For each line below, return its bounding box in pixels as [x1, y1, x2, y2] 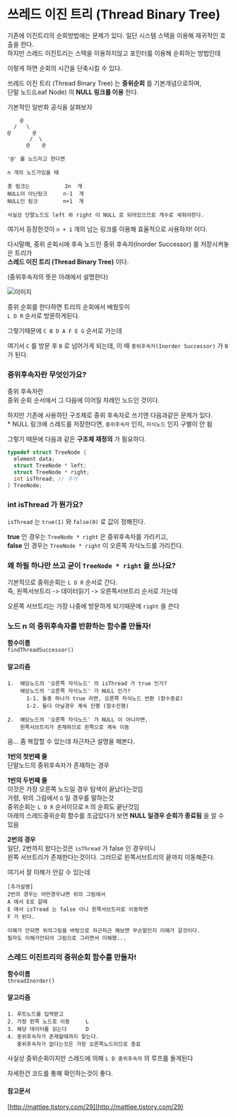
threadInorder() [7, 977, 55, 984]
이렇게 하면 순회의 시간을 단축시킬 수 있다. [7, 64, 122, 72]
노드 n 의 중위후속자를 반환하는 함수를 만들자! [7, 622, 151, 631]
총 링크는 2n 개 [7, 182, 83, 190]
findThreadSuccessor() [7, 646, 74, 654]
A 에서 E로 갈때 [7, 898, 48, 905]
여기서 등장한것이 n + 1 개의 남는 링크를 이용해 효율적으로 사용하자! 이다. [7, 224, 208, 233]
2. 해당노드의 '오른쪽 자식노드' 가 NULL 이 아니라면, [7, 716, 148, 723]
